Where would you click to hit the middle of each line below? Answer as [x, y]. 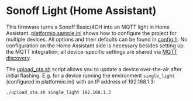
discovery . [19, 58]
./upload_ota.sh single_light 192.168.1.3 [58, 92]
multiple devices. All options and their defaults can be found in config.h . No [97, 39]
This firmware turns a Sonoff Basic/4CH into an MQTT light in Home [88, 27]
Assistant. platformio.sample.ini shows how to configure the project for [91, 33]
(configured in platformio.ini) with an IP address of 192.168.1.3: [81, 81]
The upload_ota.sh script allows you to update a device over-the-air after [94, 69]
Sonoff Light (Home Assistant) [81, 11]
